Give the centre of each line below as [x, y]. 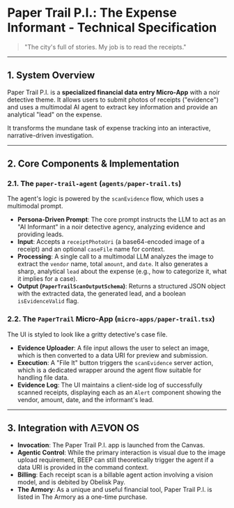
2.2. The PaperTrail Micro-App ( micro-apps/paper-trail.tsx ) [111, 319]
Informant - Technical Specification [112, 28]
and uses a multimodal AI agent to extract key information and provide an [112, 107]
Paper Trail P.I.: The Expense [92, 13]
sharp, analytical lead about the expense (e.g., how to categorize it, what [122, 271]
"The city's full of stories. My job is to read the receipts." [105, 47]
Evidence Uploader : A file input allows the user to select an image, [113, 348]
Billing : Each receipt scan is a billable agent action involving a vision [115, 475]
